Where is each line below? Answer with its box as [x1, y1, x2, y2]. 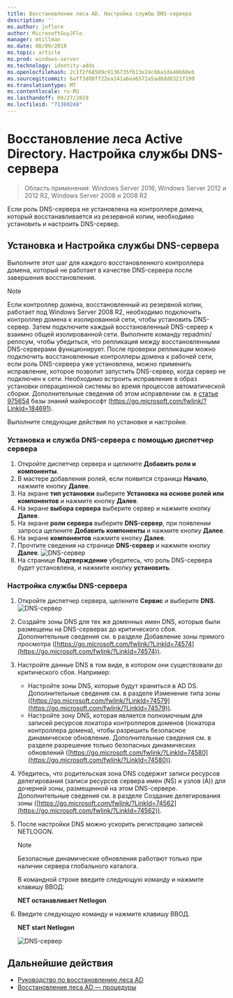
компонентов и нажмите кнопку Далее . [17, 496, 139, 505]
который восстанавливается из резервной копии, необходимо [7, 212, 194, 221]
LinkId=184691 [7, 404, 50, 412]
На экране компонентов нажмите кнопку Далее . [17, 533, 166, 542]
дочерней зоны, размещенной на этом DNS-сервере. [17, 784, 178, 793]
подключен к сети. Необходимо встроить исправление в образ [7, 374, 197, 382]
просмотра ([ [17, 640, 57, 648]
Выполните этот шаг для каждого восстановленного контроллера [7, 258, 204, 267]
